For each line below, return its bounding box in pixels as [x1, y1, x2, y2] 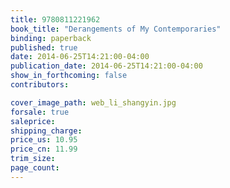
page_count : [10, 163, 60, 173]
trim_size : [10, 154, 56, 164]
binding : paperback [10, 33, 92, 43]
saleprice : [10, 116, 56, 126]
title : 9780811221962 [10, 14, 101, 25]
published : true [10, 42, 78, 53]
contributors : [10, 80, 70, 90]
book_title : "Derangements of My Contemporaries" [10, 24, 222, 34]
